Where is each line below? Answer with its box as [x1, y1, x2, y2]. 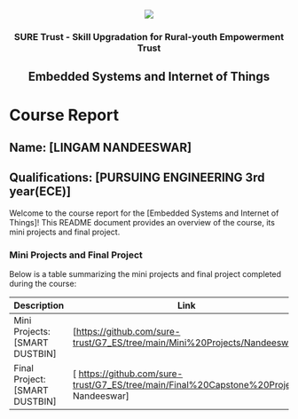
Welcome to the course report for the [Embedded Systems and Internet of [9, 208, 279, 218]
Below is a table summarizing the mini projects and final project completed [9, 269, 282, 279]
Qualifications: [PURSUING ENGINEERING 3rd [9, 170, 265, 186]
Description [13, 299, 65, 312]
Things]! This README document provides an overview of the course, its [9, 217, 275, 227]
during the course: [9, 279, 77, 289]
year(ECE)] [9, 184, 71, 199]
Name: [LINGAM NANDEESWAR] [9, 139, 192, 154]
